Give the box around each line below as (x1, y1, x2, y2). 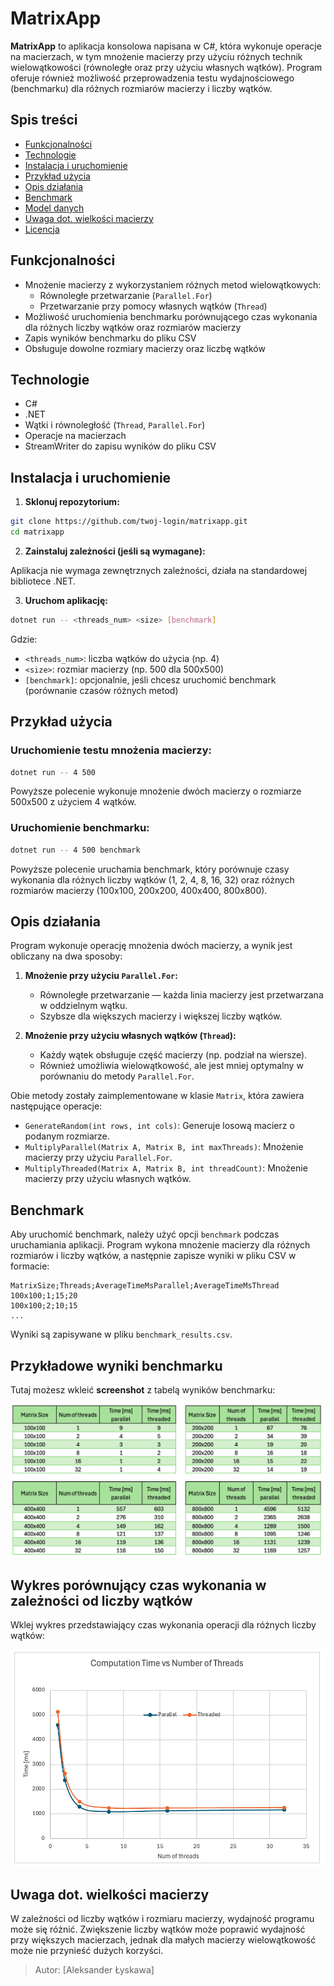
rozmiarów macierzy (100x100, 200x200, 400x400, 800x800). (10, 884, 268, 896)
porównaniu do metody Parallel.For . (39, 1070, 195, 1082)
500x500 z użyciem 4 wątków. (10, 796, 137, 808)
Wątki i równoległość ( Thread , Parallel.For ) (24, 419, 206, 431)
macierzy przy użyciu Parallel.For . (24, 1152, 173, 1164)
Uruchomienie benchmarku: (10, 821, 150, 835)
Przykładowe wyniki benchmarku (10, 1357, 223, 1374)
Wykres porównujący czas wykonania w (10, 1577, 267, 1594)
